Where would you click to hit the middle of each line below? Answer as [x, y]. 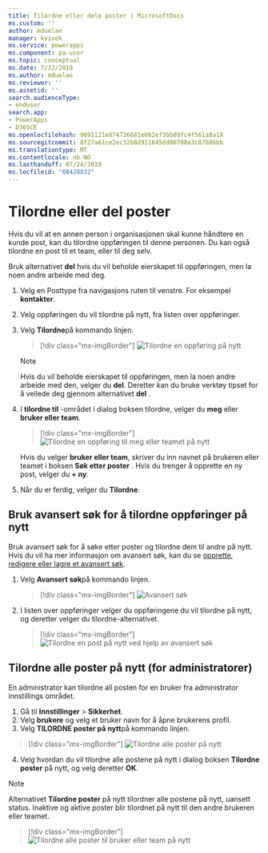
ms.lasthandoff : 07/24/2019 [55, 165]
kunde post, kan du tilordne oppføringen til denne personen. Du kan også [129, 242]
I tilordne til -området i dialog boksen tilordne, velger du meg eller [129, 408]
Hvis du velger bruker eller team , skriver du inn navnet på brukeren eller [139, 457]
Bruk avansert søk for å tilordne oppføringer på [128, 515]
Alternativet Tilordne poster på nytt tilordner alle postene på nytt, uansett [129, 799]
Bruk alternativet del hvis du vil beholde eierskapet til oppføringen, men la [130, 266]
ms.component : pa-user [46, 53]
